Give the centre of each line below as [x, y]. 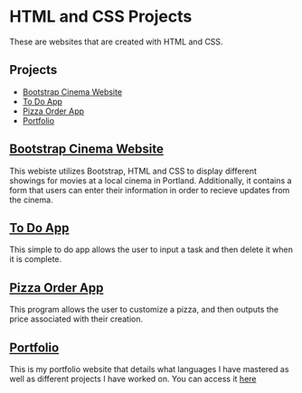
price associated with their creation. [76, 319]
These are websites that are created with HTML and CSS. [116, 42]
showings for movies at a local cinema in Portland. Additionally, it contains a [151, 180]
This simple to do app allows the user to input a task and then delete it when [151, 249]
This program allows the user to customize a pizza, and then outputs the [144, 310]
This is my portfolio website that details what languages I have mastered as [149, 369]
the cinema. [31, 200]
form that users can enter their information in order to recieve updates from [150, 190]
